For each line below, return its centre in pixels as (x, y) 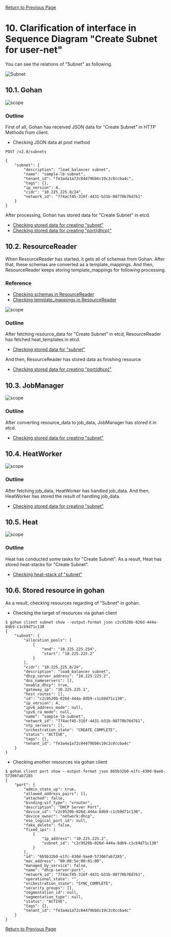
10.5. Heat (22, 522)
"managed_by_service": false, (56, 865)
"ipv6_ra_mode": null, (48, 712)
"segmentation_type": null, (53, 897)
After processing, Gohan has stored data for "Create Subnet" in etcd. (78, 215)
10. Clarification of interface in (71, 28)
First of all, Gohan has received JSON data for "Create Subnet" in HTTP (80, 127)
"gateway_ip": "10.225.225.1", (57, 689)
